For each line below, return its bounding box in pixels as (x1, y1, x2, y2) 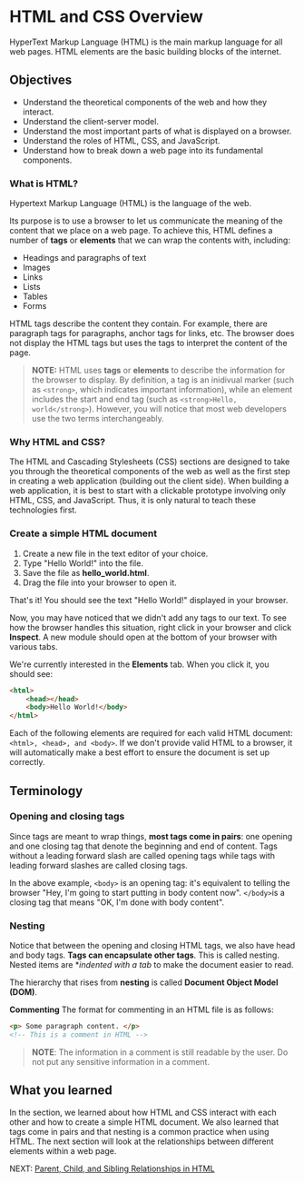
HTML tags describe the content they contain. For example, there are (9, 318, 268, 329)
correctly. (9, 757, 45, 768)
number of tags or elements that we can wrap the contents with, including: (9, 234, 290, 246)
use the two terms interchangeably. (31, 413, 165, 424)
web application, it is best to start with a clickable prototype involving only (9, 485, 287, 496)
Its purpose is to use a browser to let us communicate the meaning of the (9, 215, 283, 226)
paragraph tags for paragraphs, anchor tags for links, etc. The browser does (9, 328, 295, 339)
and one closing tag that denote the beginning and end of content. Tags (9, 840, 279, 851)
